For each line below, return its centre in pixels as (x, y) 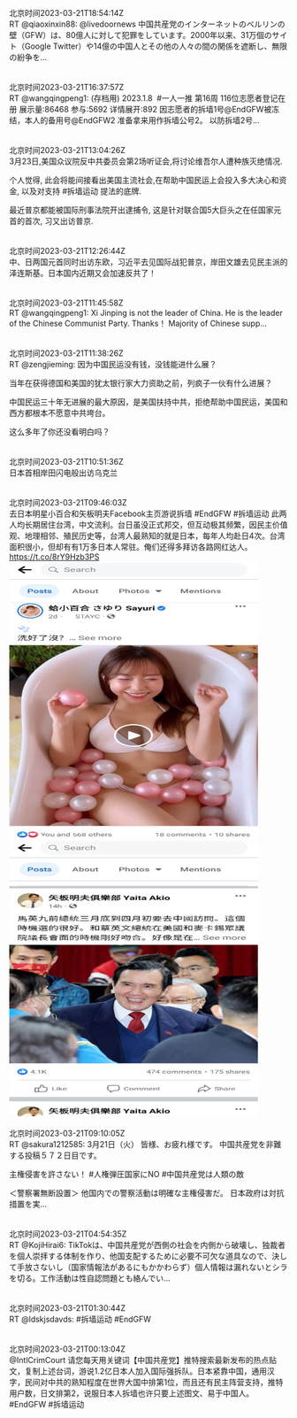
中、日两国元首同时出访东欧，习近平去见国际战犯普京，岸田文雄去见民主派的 (148, 262)
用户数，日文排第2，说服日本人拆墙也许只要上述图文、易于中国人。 (132, 1393)
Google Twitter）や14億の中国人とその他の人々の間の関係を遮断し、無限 (156, 46)
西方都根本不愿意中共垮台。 (60, 413)
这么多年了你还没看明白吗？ (60, 432)
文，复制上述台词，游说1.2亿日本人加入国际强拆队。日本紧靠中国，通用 (138, 1371)
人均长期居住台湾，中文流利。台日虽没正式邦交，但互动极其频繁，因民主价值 (148, 524)
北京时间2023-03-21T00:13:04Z (67, 1349)
